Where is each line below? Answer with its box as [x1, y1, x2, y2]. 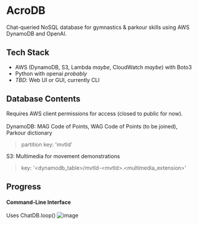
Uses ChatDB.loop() [6, 212, 56, 219]
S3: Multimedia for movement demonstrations [6, 152, 120, 160]
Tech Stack [6, 48, 49, 58]
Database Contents [6, 94, 81, 104]
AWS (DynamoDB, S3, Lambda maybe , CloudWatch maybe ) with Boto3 [14, 63, 192, 71]
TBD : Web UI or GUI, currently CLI [14, 76, 100, 83]
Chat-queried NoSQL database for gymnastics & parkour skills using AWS [6, 24, 190, 31]
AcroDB [6, 4, 46, 17]
